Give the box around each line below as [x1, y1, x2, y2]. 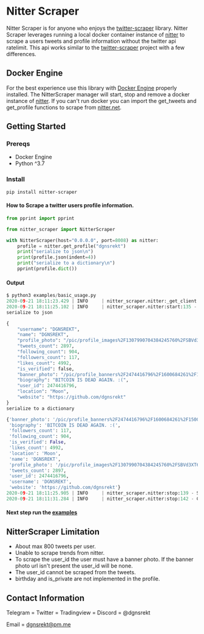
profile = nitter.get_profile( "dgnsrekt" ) [17, 243, 126, 249]
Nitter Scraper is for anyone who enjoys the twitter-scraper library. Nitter [6, 24, 188, 32]
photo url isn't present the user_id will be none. [15, 562, 133, 569]
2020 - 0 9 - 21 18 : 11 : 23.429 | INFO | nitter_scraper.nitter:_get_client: [6, 298, 200, 304]
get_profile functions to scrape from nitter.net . [6, 104, 122, 111]
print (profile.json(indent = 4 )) [17, 254, 97, 260]
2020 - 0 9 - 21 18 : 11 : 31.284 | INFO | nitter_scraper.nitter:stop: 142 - [6, 496, 194, 502]
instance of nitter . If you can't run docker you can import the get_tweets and [6, 97, 197, 104]
